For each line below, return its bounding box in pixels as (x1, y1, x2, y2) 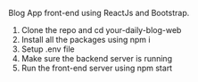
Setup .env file (21, 44, 75, 54)
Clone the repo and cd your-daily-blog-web (21, 25, 182, 35)
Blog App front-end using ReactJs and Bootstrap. (8, 8, 190, 18)
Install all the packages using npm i (21, 35, 151, 45)
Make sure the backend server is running (21, 53, 173, 63)
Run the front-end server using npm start (21, 62, 173, 73)
